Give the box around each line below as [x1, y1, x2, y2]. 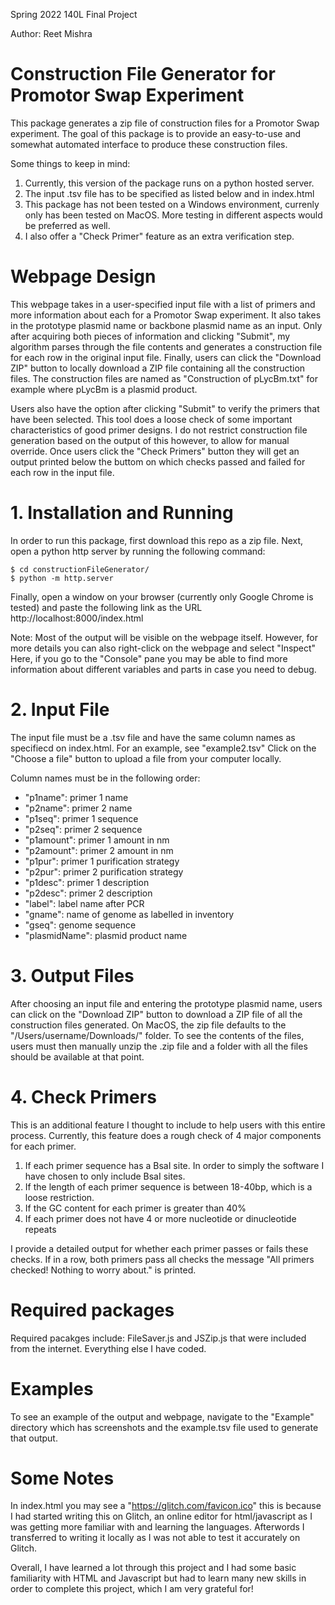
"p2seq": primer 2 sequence [24, 823, 143, 835]
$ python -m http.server [10, 573, 114, 583]
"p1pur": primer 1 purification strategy [24, 855, 180, 867]
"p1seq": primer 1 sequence [24, 812, 139, 824]
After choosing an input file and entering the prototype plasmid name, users [10, 997, 323, 1009]
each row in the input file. [10, 466, 115, 478]
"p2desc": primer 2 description [24, 887, 153, 899]
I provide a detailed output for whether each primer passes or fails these [10, 1242, 309, 1254]
